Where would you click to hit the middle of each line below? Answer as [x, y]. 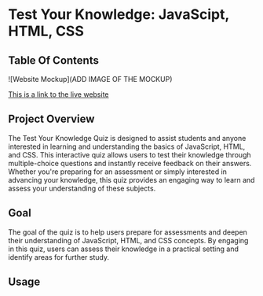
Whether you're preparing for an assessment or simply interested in [118, 172]
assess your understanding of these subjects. [82, 188]
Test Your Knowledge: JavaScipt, [119, 15]
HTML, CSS [46, 31]
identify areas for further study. [59, 257]
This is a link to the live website [58, 94]
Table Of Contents [54, 60]
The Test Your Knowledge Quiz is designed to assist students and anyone [127, 138]
